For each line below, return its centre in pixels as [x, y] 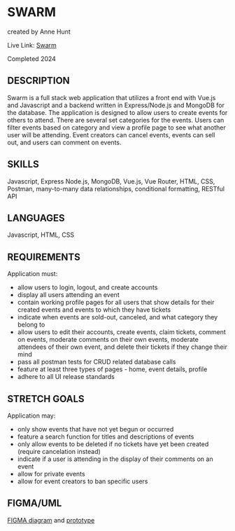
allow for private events [51, 474]
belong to [31, 325]
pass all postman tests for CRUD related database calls [97, 362]
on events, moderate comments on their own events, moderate [108, 340]
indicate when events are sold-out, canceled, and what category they [117, 317]
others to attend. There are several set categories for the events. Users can [116, 120]
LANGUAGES [36, 218]
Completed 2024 [31, 58]
